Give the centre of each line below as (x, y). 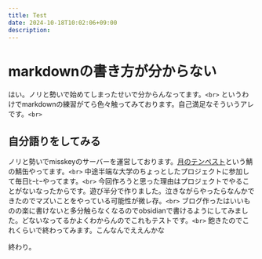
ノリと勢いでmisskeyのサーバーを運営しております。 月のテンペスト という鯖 (131, 162)
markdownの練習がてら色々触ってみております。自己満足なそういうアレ (138, 104)
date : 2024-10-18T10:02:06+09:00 (63, 23)
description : (29, 30)
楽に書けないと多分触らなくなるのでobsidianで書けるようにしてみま (131, 211)
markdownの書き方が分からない (113, 71)
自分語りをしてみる (55, 141)
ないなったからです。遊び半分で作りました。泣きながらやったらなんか (135, 191)
